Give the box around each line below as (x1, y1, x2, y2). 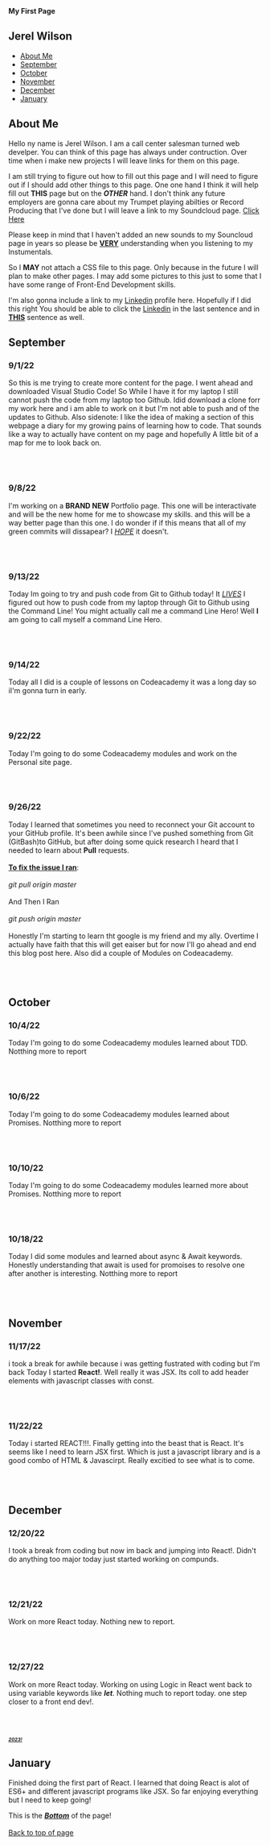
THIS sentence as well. (8, 312, 85, 322)
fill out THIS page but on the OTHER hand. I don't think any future (8, 188, 226, 198)
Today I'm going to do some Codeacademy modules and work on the (8, 748, 237, 758)
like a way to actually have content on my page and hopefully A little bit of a (8, 430, 259, 439)
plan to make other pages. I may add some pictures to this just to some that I (8, 271, 262, 280)
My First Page (8, 6, 56, 15)
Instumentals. (8, 247, 54, 256)
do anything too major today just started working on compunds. (8, 1554, 219, 1565)
